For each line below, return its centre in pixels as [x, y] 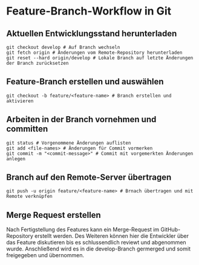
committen [27, 129]
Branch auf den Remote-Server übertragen [89, 178]
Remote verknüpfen [29, 197]
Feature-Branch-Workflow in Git [89, 11]
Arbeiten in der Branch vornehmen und [81, 119]
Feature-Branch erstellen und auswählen [85, 82]
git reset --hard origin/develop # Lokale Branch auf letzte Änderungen [100, 58]
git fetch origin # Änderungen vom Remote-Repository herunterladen [94, 53]
